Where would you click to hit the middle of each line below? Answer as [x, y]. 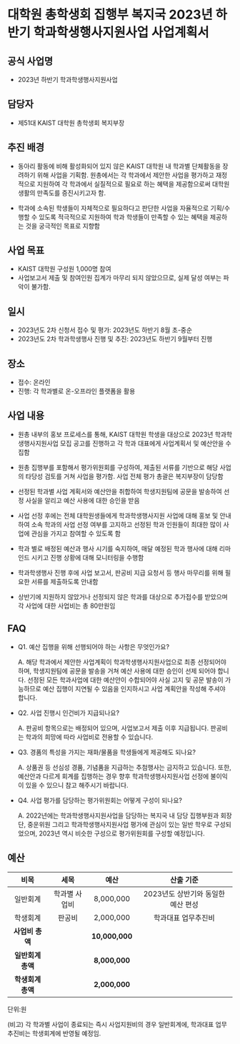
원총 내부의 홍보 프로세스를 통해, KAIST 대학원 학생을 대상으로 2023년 [115, 434]
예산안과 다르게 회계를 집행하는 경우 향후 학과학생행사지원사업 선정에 [113, 776]
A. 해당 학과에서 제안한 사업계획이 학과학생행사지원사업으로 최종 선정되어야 [122, 662]
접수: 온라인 [34, 382]
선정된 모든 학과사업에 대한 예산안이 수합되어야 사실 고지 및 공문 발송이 [125, 680]
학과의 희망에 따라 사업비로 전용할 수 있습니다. [89, 737]
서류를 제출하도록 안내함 [65, 581]
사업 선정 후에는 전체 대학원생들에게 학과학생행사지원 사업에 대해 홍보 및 [118, 516]
